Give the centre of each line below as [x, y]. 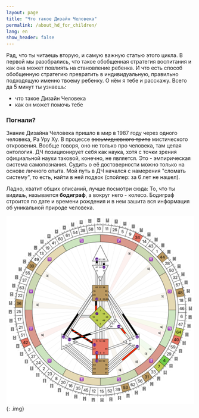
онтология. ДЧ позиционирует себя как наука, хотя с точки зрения [91, 152]
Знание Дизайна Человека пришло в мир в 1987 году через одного [92, 133]
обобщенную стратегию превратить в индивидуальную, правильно [92, 74]
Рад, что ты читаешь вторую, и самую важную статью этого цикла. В [94, 55]
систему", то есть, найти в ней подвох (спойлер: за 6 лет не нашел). [93, 177]
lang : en [17, 32]
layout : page [22, 12]
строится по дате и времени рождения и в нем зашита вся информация [98, 202]
